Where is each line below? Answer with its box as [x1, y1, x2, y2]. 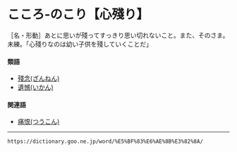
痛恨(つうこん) [17, 118, 60, 126]
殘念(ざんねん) [17, 75, 60, 83]
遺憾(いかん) [17, 83, 54, 91]
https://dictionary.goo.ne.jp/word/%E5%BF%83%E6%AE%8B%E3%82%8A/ [7, 138, 203, 145]
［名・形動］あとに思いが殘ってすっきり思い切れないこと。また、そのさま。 [7, 31, 229, 39]
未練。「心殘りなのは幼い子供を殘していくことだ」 [7, 39, 153, 48]
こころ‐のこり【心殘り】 [7, 6, 150, 23]
